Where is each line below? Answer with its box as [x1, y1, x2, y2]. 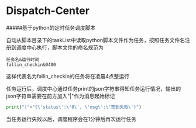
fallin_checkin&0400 [6, 61, 57, 68]
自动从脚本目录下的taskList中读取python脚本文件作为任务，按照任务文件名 [6, 36, 185, 43]
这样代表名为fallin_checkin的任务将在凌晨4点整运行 [6, 72, 130, 79]
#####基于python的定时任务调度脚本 [6, 24, 96, 31]
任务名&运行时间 [6, 57, 40, 63]
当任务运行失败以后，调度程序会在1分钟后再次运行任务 [6, 115, 136, 122]
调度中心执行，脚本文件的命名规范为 [16, 44, 104, 51]
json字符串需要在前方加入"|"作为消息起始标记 [6, 92, 115, 99]
